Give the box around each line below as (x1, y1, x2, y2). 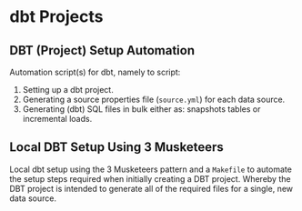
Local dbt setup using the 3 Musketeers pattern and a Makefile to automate (9, 164, 293, 175)
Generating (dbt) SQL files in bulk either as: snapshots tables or (22, 104, 261, 115)
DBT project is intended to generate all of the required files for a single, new (9, 183, 294, 194)
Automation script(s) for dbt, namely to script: (9, 66, 181, 77)
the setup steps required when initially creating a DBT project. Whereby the (9, 173, 291, 184)
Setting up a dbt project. (22, 85, 114, 95)
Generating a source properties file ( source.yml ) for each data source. (22, 94, 286, 105)
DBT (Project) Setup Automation (9, 43, 196, 58)
